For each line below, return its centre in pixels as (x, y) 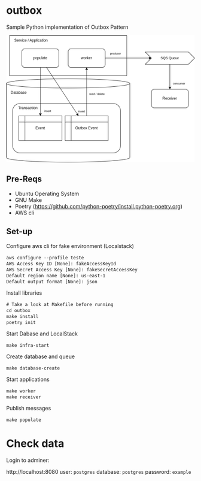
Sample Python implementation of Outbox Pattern (67, 27)
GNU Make (28, 200)
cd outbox (19, 310)
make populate (24, 420)
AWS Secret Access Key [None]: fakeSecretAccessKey (72, 270)
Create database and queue (41, 356)
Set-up (19, 232)
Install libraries (24, 293)
